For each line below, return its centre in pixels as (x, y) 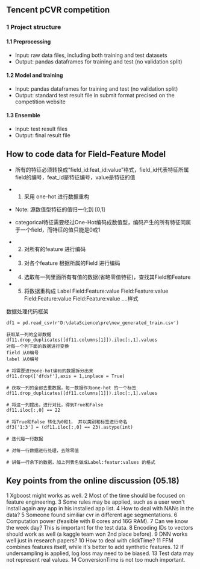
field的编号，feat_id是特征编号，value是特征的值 (75, 177)
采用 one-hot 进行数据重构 (56, 197)
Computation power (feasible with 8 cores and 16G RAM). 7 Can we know (97, 521)
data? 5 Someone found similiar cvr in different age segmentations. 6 (92, 515)
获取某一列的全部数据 (29, 334)
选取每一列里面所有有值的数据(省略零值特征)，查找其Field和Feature (107, 277)
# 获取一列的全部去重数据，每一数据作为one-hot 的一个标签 (71, 388)
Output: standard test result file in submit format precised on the (95, 95)
